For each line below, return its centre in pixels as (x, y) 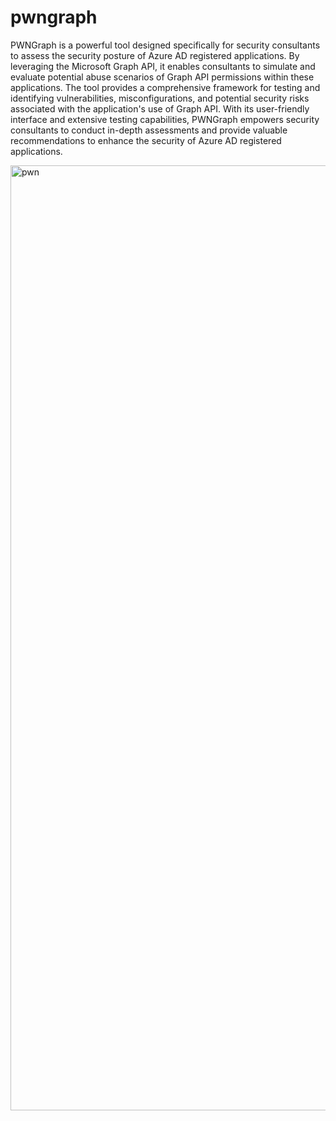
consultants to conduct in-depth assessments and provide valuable (149, 130)
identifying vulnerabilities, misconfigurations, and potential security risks (160, 98)
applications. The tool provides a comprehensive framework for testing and (165, 87)
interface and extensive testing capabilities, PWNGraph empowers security (165, 119)
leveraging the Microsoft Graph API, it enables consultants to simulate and (163, 66)
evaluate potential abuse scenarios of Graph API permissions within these (162, 77)
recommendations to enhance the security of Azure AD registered (146, 140)
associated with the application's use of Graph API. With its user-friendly (160, 108)
